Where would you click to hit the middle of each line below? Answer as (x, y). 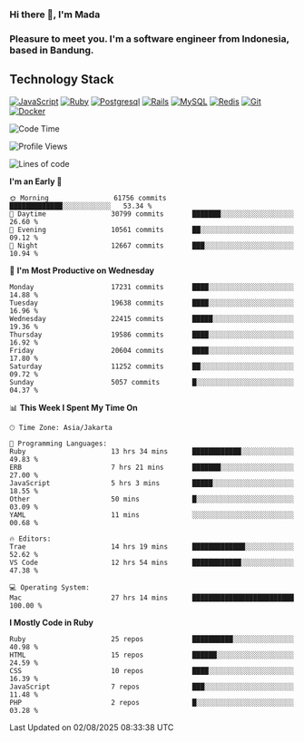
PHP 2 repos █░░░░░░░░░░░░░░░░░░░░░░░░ (152, 702)
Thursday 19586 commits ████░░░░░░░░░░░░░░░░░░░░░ (152, 335)
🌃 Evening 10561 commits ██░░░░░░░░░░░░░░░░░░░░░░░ (152, 229)
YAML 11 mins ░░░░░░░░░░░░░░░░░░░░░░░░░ (152, 515)
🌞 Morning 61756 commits (88, 198)
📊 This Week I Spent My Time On (74, 407)
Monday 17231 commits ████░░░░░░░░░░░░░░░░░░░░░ (152, 287)
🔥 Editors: (30, 539)
